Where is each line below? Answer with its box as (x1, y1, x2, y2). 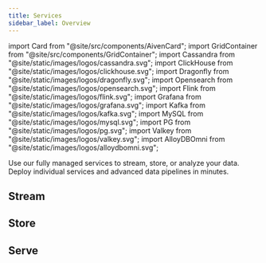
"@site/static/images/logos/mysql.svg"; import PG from (8, 117, 191, 127)
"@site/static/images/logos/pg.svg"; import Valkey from (8, 125, 192, 135)
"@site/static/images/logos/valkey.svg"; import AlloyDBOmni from (8, 134, 225, 143)
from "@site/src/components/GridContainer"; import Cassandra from (8, 49, 236, 59)
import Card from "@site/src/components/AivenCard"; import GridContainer (8, 41, 258, 50)
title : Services (8, 11, 62, 20)
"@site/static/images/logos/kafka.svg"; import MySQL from (8, 108, 204, 118)
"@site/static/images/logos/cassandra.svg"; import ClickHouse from (8, 57, 233, 68)
